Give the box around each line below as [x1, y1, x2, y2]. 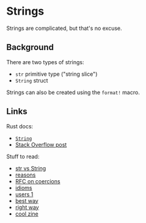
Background [6, 42, 54, 53]
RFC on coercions [15, 177, 60, 185]
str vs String [15, 164, 46, 172]
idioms [15, 184, 32, 191]
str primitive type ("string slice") [15, 70, 98, 78]
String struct [15, 76, 48, 84]
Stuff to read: [6, 153, 40, 160]
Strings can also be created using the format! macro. [6, 89, 141, 96]
